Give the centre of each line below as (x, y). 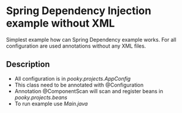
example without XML (60, 23)
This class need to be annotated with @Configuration (79, 85)
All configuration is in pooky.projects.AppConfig (73, 78)
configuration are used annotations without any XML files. (76, 46)
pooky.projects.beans (41, 97)
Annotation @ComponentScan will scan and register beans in (89, 91)
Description (28, 64)
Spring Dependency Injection (79, 11)
